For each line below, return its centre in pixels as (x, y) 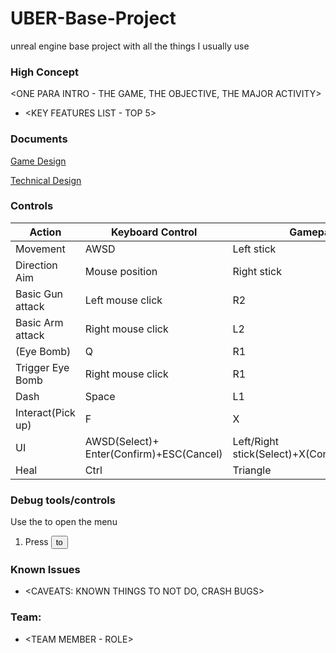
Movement (40, 249)
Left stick (254, 249)
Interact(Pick (45, 412)
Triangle (252, 470)
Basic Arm (39, 322)
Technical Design (46, 180)
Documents (39, 139)
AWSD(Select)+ (122, 441)
